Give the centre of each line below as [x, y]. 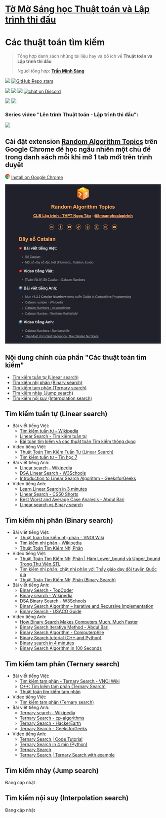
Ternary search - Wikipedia [47, 713]
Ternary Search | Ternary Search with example [67, 755]
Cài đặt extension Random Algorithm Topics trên [82, 142]
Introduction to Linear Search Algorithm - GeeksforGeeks [78, 478]
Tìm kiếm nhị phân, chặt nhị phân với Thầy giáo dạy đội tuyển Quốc [88, 569]
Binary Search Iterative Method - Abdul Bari [64, 627]
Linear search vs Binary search [51, 505]
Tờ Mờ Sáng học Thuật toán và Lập [77, 9]
